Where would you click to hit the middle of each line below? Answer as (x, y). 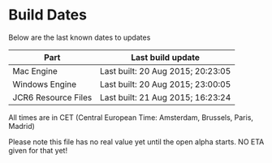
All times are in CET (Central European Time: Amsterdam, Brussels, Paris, (131, 117)
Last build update (166, 57)
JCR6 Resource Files (52, 97)
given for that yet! (38, 150)
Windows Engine (45, 84)
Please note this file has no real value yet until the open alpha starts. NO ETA (136, 142)
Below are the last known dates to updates (80, 37)
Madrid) (22, 126)
